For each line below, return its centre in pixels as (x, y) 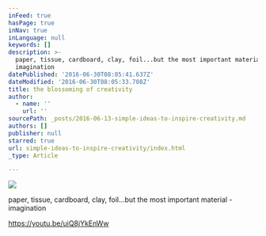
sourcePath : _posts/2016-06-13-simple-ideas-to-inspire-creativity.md (127, 119)
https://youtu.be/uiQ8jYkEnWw (59, 223)
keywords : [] (30, 45)
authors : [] (28, 126)
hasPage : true (32, 23)
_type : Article (33, 155)
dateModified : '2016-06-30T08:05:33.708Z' (79, 82)
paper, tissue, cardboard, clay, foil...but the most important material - (120, 200)
